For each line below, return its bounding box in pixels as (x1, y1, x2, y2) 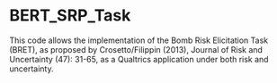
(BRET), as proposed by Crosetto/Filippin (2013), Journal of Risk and (9, 44, 264, 54)
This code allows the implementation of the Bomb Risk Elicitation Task (9, 35, 269, 46)
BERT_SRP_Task (9, 5, 131, 26)
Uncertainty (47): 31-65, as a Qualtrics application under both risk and (9, 54, 269, 64)
